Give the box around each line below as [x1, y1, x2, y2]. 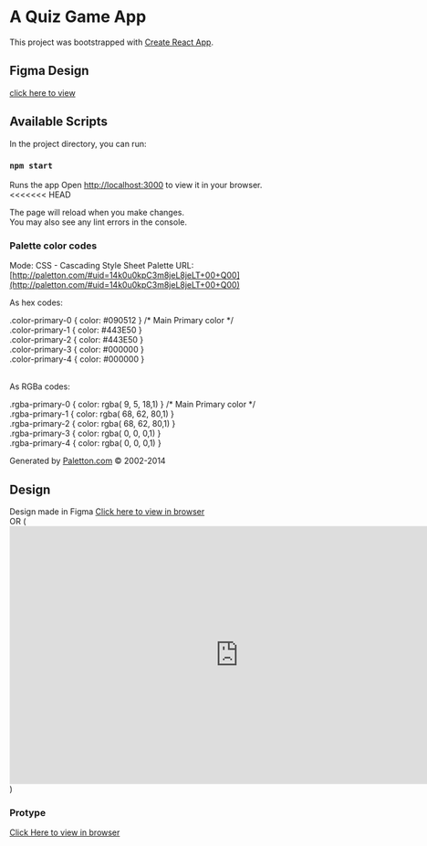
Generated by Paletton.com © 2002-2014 [9, 455, 166, 467]
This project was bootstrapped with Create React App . [9, 37, 214, 48]
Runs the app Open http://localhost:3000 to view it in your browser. [9, 179, 263, 190]
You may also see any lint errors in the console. [9, 217, 187, 227]
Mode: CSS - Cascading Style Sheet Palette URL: [9, 260, 194, 271]
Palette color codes [9, 239, 98, 252]
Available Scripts [9, 114, 108, 130]
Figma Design [9, 63, 89, 79]
